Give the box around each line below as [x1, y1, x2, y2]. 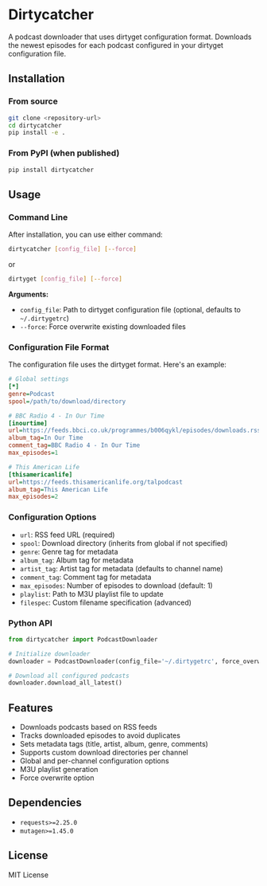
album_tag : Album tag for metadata [19, 555, 133, 565]
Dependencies [8, 796, 82, 810]
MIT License [8, 870, 49, 880]
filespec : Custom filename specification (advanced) [19, 598, 192, 607]
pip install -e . [8, 129, 66, 137]
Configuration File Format [8, 341, 110, 352]
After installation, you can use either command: [8, 229, 163, 240]
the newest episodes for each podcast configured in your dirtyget [8, 40, 224, 49]
